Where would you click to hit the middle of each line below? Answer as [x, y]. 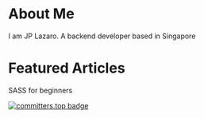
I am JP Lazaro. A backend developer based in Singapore [102, 36]
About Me [41, 14]
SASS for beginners [40, 90]
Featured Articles [67, 68]
